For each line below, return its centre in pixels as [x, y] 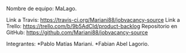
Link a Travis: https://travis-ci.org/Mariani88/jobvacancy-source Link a [93, 20]
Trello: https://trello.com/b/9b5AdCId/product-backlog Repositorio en [92, 26]
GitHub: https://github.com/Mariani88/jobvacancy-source [77, 32]
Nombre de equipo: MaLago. [42, 9]
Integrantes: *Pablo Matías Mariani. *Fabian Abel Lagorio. [78, 44]
